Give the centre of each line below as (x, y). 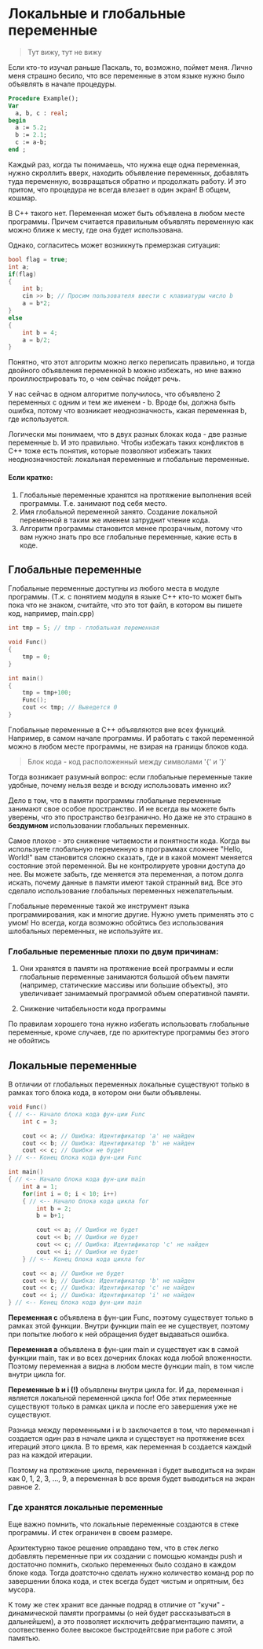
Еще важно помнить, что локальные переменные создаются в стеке (124, 1524)
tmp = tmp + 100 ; (47, 693)
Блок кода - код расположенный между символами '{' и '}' (127, 761)
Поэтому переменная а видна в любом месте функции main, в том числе (131, 1366)
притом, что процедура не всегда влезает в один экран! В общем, (120, 189)
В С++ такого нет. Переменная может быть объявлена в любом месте (127, 213)
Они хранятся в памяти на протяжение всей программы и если (126, 969)
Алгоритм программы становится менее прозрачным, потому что (131, 528)
